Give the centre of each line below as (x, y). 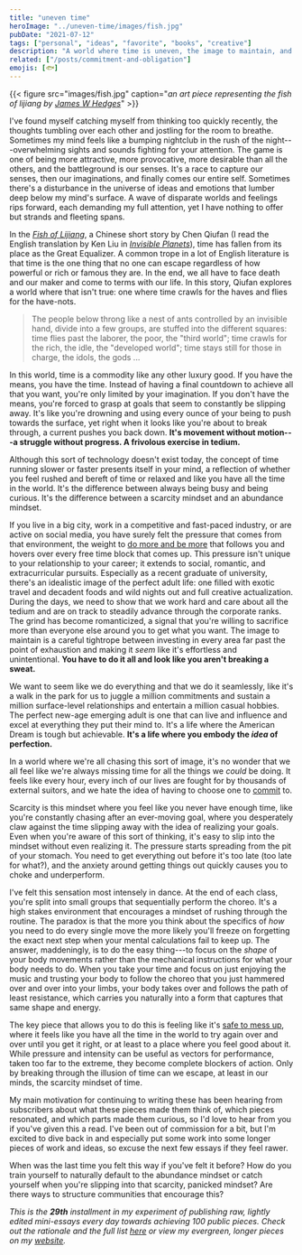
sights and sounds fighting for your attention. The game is (175, 149)
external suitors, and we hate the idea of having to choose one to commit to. (151, 790)
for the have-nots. (43, 301)
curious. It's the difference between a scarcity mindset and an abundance (146, 497)
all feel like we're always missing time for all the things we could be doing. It (150, 771)
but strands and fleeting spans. (67, 217)
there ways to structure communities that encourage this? (117, 1194)
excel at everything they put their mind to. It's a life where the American (142, 724)
